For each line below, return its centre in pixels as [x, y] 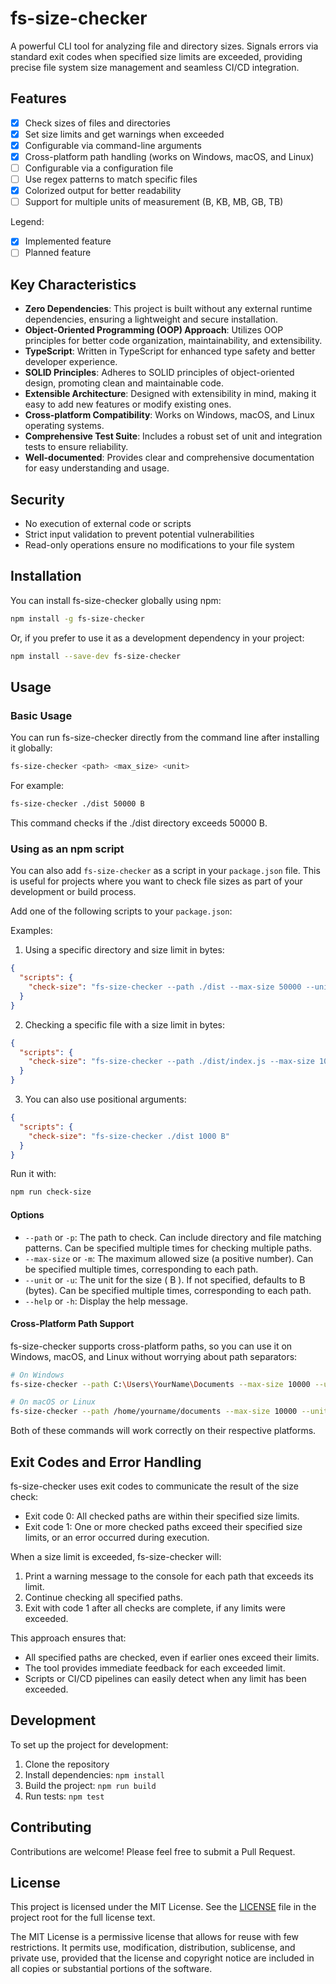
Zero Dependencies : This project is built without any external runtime [168, 309]
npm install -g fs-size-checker [77, 618]
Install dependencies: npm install [94, 1774]
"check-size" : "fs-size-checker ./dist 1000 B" [129, 1136]
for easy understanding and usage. [97, 468]
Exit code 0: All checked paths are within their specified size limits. [162, 1516]
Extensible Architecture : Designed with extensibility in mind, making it [170, 394]
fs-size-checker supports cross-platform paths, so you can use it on [151, 1346]
